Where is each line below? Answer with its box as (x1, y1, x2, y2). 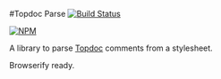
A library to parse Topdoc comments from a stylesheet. (9, 43, 213, 53)
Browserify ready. (9, 60, 75, 70)
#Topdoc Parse (9, 9, 66, 19)
